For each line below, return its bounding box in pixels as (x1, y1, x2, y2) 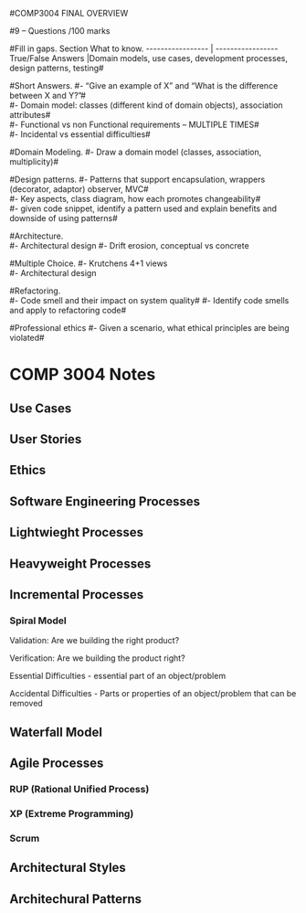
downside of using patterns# (9, 213, 119, 223)
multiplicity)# (9, 156, 59, 167)
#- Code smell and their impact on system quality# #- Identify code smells (9, 295, 290, 305)
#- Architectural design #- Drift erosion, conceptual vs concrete (9, 240, 249, 250)
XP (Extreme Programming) (9, 807, 134, 820)
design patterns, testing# (9, 63, 104, 73)
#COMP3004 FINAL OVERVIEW (9, 8, 129, 18)
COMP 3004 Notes (9, 365, 156, 385)
